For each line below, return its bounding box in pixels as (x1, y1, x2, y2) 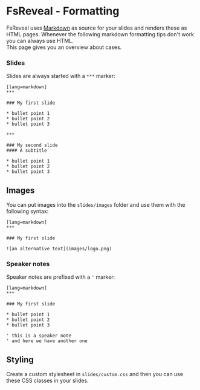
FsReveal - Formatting (6, 4, 120, 18)
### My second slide (6, 142, 59, 149)
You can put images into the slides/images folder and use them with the (6, 201, 185, 209)
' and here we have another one (6, 338, 88, 344)
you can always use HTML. (6, 37, 74, 44)
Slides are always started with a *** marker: (6, 73, 116, 80)
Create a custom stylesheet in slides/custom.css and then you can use (6, 371, 184, 378)
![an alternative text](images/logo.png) (6, 246, 112, 252)
